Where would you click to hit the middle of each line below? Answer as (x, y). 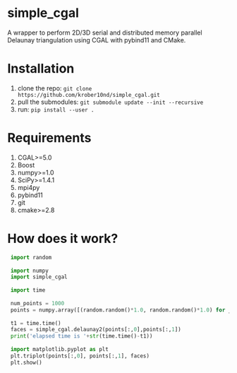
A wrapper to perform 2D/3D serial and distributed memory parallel (105, 32)
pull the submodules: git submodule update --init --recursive (110, 102)
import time (28, 290)
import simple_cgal (39, 277)
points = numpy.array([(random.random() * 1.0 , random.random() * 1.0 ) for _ (121, 310)
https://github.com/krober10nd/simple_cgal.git (89, 95)
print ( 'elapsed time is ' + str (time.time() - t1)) (81, 336)
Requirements (49, 138)
